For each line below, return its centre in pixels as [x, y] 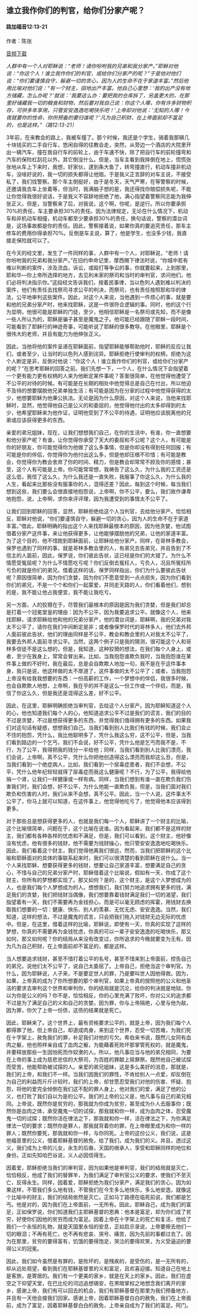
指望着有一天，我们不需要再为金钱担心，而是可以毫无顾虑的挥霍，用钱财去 [96, 902]
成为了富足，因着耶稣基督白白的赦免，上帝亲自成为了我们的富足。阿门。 [104, 1305]
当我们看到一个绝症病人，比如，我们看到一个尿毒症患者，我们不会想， [91, 764]
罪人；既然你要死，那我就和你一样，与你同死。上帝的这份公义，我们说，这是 [99, 1133]
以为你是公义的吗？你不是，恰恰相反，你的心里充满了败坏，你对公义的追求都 [99, 995]
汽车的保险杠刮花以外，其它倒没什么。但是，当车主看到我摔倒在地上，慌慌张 [99, 159]
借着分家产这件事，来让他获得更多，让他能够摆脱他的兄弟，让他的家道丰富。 [99, 533]
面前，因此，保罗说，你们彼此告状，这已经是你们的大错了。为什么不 [109, 555]
